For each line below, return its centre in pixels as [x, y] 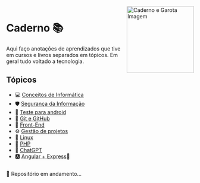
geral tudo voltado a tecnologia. [45, 61]
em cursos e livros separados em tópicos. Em [62, 55]
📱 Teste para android [40, 112]
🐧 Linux [24, 137]
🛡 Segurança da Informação [50, 103]
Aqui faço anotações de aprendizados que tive [63, 48]
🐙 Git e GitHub [32, 118]
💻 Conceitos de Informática [49, 94]
